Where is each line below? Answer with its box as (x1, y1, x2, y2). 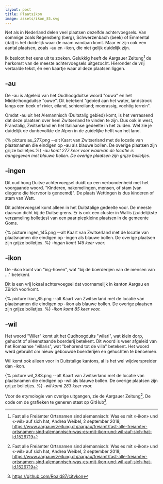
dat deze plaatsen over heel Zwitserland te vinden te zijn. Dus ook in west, (5, 117, 154, 123)
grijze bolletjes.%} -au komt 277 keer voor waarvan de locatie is (5, 147, 134, 153)
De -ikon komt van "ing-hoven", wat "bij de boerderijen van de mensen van (5, 267, 155, 273)
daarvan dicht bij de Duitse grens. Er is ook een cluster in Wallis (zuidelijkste (5, 209, 157, 215)
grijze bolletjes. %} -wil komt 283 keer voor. (5, 383, 93, 389)
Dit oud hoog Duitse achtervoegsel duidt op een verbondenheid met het (5, 179, 149, 185)
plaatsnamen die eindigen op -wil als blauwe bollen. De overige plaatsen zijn (5, 378, 158, 384)
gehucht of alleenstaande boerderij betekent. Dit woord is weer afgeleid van (5, 338, 157, 344)
